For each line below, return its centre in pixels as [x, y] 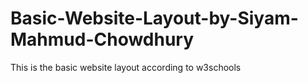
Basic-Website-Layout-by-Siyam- [154, 18]
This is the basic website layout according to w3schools [126, 67]
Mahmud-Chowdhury [102, 39]
